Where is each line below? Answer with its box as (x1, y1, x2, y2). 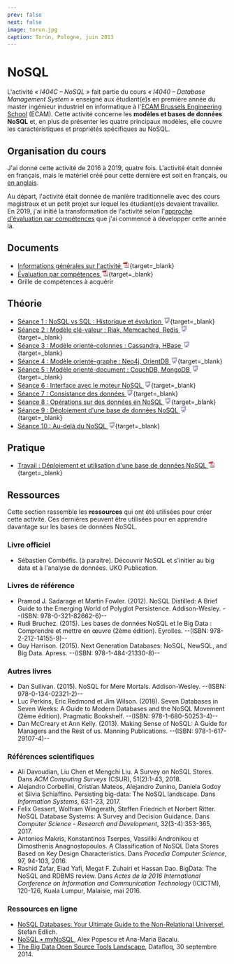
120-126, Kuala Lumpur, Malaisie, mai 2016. (17, 886, 142, 895)
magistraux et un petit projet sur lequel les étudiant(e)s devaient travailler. (7, 200, 219, 208)
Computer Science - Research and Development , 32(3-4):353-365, (17, 820, 212, 828)
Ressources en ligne (7, 904, 78, 914)
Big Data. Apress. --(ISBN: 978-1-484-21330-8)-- (17, 648, 161, 657)
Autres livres (7, 666, 52, 676)
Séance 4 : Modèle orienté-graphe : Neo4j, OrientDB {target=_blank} (17, 357, 223, 365)
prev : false (7, 11, 42, 18)
